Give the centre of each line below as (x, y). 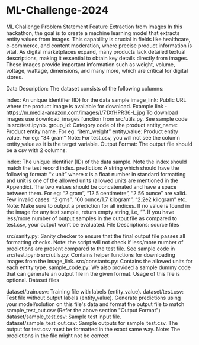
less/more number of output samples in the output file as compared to (92, 218)
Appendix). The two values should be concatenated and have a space (92, 186)
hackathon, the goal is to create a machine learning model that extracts (93, 33)
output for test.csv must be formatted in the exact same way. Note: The (93, 329)
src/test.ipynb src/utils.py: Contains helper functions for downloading (91, 254)
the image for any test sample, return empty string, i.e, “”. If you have (90, 212)
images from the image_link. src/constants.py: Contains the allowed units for (99, 261)
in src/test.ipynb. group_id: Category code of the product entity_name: (92, 125)
